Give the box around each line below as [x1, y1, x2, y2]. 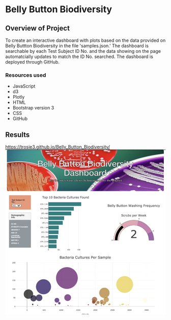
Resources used [5, 71, 46, 78]
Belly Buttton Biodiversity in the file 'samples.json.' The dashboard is [5, 43, 149, 49]
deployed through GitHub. [5, 59, 60, 65]
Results [5, 130, 30, 139]
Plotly [12, 94, 25, 100]
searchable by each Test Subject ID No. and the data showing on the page [5, 48, 161, 54]
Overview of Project [5, 24, 70, 33]
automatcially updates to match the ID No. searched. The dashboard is [5, 53, 154, 60]
